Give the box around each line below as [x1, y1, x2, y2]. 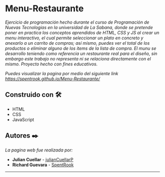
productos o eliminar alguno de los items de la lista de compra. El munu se [5, 45, 156, 51]
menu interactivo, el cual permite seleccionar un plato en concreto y [5, 35, 143, 41]
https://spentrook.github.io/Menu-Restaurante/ [5, 76, 100, 82]
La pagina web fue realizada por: [5, 147, 73, 153]
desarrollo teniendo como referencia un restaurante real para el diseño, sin [5, 50, 158, 57]
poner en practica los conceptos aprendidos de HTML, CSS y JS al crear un [5, 29, 160, 35]
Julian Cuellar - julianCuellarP [12, 156, 74, 162]
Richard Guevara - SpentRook [12, 162, 74, 168]
